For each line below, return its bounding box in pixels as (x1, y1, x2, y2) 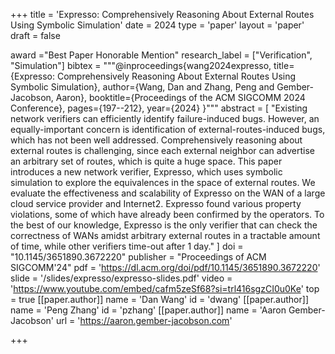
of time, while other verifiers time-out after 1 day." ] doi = (10, 240, 244, 252)
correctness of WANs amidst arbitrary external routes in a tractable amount (10, 230, 321, 241)
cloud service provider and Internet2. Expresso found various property (10, 198, 302, 209)
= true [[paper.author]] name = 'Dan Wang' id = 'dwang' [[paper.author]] (10, 294, 309, 305)
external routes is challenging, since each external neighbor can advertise (10, 145, 316, 156)
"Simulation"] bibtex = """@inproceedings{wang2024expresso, (10, 60, 272, 71)
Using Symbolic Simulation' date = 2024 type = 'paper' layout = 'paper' (10, 19, 305, 31)
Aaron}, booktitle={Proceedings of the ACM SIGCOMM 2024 (55, 92, 306, 103)
